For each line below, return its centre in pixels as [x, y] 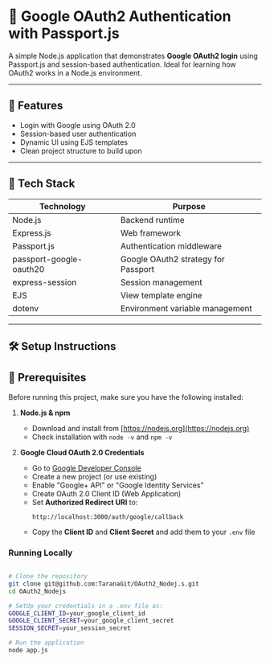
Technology [62, 206]
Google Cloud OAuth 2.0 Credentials [82, 452]
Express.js [32, 232]
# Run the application [46, 643]
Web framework [151, 232]
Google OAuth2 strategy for [172, 259]
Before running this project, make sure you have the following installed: [126, 397]
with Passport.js [64, 33]
